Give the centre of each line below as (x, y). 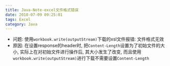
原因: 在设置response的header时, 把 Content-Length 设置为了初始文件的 (87, 46)
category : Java (21, 24)
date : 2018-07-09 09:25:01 (34, 15)
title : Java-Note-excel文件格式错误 (42, 10)
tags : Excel (18, 19)
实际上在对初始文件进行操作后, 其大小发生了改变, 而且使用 (80, 52)
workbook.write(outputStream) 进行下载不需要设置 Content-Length (81, 58)
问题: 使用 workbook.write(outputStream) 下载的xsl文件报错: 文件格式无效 (88, 39)
